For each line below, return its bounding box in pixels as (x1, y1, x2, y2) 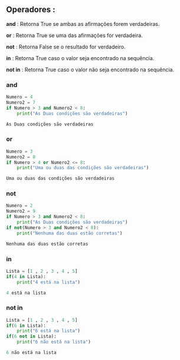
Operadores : (6, 5, 55, 15)
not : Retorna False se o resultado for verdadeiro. (6, 43, 126, 50)
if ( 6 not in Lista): (6, 333, 57, 339)
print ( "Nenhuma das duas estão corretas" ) (17, 230, 123, 236)
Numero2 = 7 (6, 100, 35, 105)
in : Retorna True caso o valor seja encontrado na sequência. (6, 54, 155, 61)
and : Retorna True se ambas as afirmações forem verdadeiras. (6, 20, 160, 27)
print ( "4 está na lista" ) (17, 279, 81, 285)
